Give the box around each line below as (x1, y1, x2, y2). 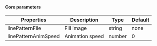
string (108, 25, 122, 32)
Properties (21, 16, 47, 23)
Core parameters (5, 4, 41, 10)
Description (70, 16, 99, 23)
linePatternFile (7, 25, 41, 32)
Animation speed (64, 33, 104, 40)
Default (131, 16, 150, 23)
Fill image (64, 25, 87, 32)
